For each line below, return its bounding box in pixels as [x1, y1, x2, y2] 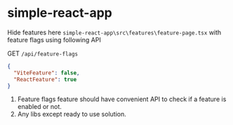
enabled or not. [17, 103, 62, 111]
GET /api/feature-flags [7, 49, 79, 58]
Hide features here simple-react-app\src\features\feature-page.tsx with [7, 28, 222, 37]
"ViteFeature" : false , [13, 69, 80, 77]
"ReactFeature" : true [13, 76, 77, 83]
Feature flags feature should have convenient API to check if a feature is [17, 95, 227, 103]
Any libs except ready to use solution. [17, 110, 126, 119]
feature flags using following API [7, 35, 102, 44]
